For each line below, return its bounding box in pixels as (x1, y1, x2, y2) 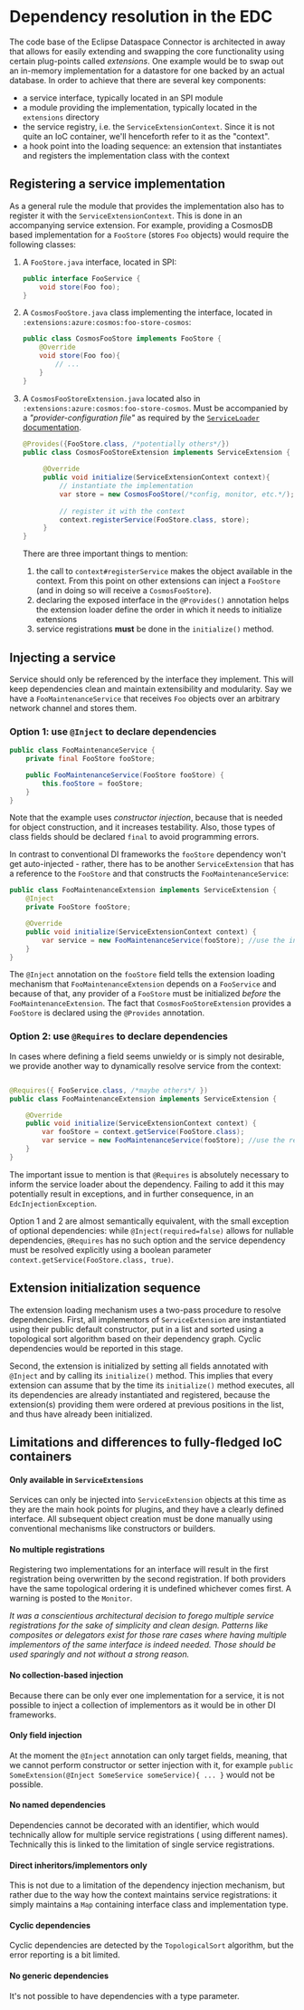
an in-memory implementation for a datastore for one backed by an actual (9, 65, 285, 76)
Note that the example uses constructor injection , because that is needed (9, 813, 283, 823)
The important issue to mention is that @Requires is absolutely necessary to (9, 1168, 290, 1179)
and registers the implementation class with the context (22, 149, 230, 160)
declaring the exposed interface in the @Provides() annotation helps (35, 595, 290, 606)
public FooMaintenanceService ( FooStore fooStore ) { (25, 770, 224, 780)
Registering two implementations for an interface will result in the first (9, 1564, 269, 1575)
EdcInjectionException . (9, 1197, 98, 1208)
